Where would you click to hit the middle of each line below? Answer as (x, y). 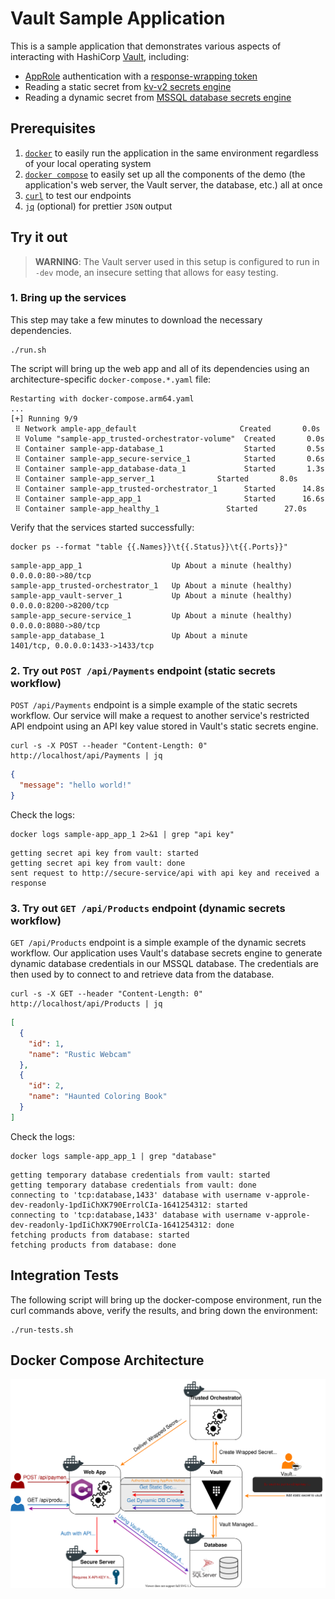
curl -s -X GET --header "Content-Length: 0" (106, 994)
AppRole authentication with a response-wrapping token (141, 76)
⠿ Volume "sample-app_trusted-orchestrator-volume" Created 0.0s (169, 438)
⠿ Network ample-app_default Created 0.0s (167, 428)
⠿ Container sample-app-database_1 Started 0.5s (169, 448)
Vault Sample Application (118, 18)
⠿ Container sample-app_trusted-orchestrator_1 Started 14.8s (169, 488)
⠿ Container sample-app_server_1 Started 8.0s (156, 478)
